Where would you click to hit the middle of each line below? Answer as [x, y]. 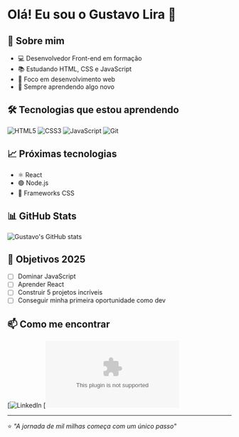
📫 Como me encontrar [59, 324]
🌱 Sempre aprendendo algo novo [66, 87]
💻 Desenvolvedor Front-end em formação [80, 58]
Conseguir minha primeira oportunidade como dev [91, 300]
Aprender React [41, 285]
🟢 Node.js [33, 183]
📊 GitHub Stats [42, 216]
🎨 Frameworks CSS [46, 193]
